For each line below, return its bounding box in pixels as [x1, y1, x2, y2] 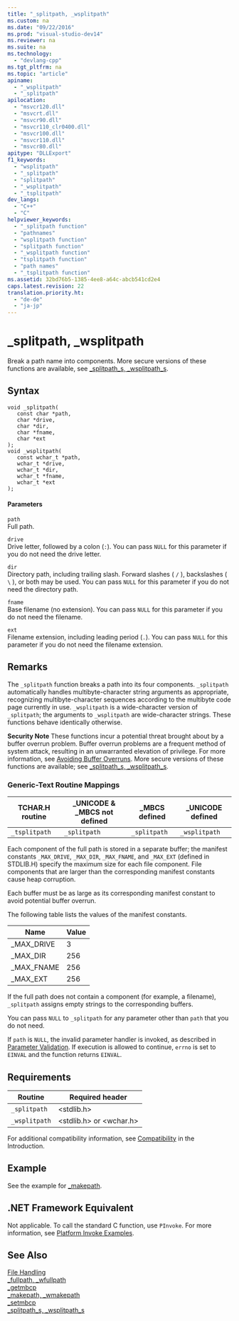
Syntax [7, 385, 40, 397]
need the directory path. [7, 585, 78, 594]
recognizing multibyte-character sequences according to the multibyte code [7, 695, 231, 704]
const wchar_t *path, [16, 454, 81, 461]
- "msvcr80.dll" [14, 143, 62, 151]
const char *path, [16, 410, 72, 417]
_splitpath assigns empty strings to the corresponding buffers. [7, 1000, 193, 1008]
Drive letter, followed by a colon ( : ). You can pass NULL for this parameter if [7, 542, 227, 551]
